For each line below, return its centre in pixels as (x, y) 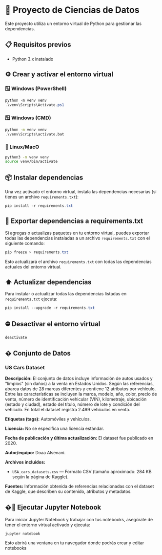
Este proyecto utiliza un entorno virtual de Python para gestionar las (73, 23)
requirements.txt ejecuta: (31, 299)
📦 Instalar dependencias (44, 177)
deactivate (16, 338)
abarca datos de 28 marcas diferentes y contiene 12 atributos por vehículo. (81, 389)
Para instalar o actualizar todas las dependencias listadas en (66, 294)
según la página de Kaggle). (40, 477)
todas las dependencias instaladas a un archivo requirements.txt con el (78, 238)
